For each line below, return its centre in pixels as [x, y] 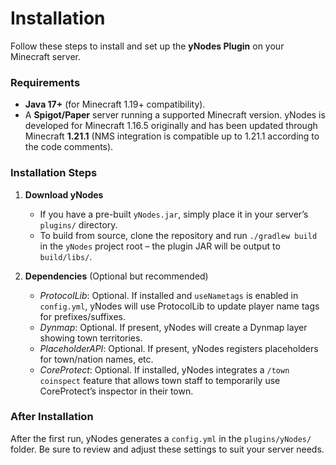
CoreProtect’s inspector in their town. [116, 391]
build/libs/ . [66, 256]
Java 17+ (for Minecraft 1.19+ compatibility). [115, 104]
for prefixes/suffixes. [83, 316]
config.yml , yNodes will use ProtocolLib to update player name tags [179, 306]
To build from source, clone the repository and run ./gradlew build [178, 235]
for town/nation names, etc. [96, 359]
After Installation [52, 417]
